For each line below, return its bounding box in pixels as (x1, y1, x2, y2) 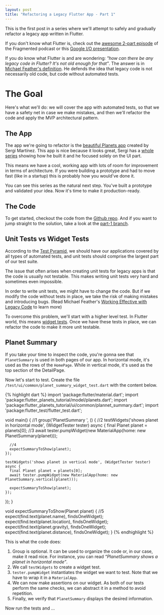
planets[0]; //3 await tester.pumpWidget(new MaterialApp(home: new (5, 427, 146, 433)
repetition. (12, 590, 33, 596)
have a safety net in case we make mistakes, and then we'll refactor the (5, 110, 150, 116)
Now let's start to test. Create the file (5, 377, 80, 383)
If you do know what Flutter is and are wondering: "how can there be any (5, 55, 154, 61)
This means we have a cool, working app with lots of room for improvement (5, 163, 159, 169)
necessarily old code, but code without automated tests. (5, 71, 120, 77)
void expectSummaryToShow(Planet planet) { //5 (5, 508, 104, 514)
